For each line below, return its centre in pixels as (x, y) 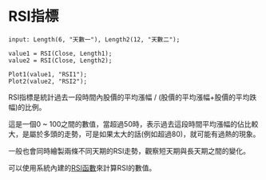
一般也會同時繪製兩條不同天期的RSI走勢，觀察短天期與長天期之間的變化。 (129, 151)
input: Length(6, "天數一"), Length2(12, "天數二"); (94, 39)
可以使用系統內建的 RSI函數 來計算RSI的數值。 (82, 167)
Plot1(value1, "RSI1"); (48, 74)
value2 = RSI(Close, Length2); (60, 61)
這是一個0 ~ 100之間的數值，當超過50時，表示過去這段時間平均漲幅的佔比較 (133, 123)
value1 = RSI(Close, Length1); (60, 53)
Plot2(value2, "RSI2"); (48, 81)
